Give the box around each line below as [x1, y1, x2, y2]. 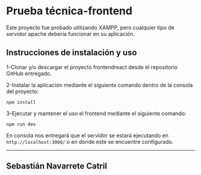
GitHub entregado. [6, 70, 52, 77]
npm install [6, 99, 36, 105]
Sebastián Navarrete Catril [6, 161, 108, 171]
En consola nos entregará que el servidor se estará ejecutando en [6, 131, 169, 139]
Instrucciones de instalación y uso [6, 48, 138, 58]
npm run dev [6, 121, 36, 127]
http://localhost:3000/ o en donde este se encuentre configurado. [6, 138, 173, 145]
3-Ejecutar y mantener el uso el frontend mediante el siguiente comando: [6, 109, 187, 117]
